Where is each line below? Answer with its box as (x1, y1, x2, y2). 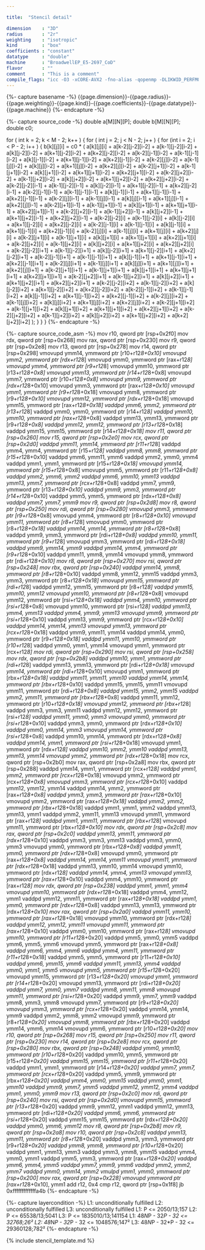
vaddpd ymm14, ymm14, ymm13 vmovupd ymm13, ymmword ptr (6, 622, 167, 630)
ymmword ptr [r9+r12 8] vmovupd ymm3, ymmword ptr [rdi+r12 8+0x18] (6, 538, 185, 545)
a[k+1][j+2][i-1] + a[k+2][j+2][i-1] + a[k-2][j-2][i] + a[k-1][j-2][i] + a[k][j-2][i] (6, 215, 195, 222)
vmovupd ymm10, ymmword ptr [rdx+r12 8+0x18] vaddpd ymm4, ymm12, (6, 889, 189, 896)
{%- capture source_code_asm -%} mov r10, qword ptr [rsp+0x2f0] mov (6, 330, 189, 337)
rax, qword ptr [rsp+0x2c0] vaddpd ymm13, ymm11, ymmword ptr (6, 830, 171, 837)
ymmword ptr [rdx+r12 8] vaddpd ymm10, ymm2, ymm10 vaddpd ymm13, (6, 746, 189, 753)
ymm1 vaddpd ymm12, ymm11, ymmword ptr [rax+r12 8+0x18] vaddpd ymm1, (6, 895, 198, 902)
